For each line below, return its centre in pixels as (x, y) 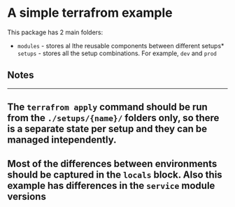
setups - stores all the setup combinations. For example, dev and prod (117, 53)
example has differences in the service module (111, 186)
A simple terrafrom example (90, 13)
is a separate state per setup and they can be (107, 129)
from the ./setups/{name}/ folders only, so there (113, 118)
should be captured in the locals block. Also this (115, 174)
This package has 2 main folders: (55, 32)
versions (27, 196)
